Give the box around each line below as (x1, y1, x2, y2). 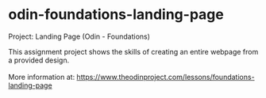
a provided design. (8, 55, 70, 65)
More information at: (8, 72, 75, 81)
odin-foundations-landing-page (8, 6, 224, 24)
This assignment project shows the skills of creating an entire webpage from (8, 47, 259, 56)
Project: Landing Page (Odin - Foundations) (8, 32, 151, 41)
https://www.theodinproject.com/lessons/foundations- (76, 72, 256, 81)
